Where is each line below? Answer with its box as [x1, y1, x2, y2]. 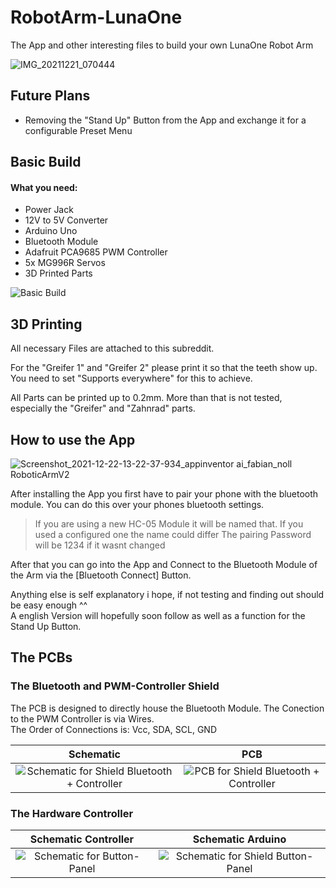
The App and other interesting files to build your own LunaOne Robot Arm [10, 39, 314, 51]
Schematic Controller [29, 832, 135, 846]
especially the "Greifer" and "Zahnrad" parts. [10, 402, 196, 415]
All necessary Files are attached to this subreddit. [10, 342, 215, 355]
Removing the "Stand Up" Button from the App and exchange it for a [24, 114, 307, 126]
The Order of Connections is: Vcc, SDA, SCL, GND [10, 723, 217, 735]
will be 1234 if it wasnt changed [34, 539, 166, 551]
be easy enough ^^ [10, 599, 88, 611]
